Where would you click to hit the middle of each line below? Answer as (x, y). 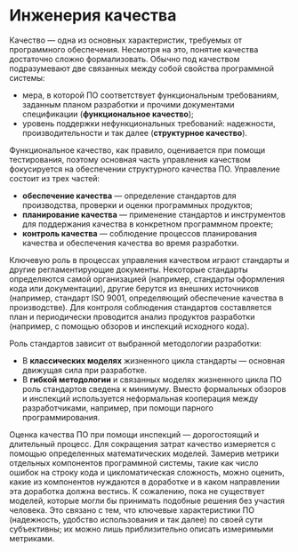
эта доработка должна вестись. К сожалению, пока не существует (137, 491)
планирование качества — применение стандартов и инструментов (154, 214)
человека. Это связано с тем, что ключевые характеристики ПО (132, 510)
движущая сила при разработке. (85, 370)
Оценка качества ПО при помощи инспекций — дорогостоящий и (134, 434)
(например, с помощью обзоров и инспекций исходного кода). (129, 326)
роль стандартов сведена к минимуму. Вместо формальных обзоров (154, 388)
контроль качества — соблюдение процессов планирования (140, 233)
